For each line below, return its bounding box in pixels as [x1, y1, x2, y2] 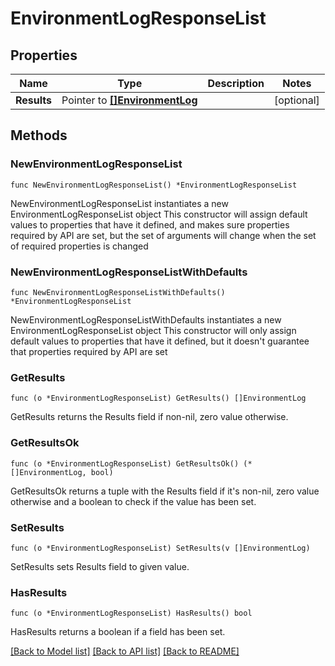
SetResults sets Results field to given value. [10, 560, 190, 572]
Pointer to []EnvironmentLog [61, 93, 198, 107]
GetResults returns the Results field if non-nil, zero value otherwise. [10, 411, 289, 423]
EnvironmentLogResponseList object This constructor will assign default [10, 208, 308, 220]
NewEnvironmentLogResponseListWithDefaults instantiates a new [10, 313, 282, 326]
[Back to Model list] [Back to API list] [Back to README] [10, 645, 240, 657]
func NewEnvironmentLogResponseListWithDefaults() [10, 287, 226, 297]
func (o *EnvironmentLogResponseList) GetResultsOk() [10, 458, 240, 469]
